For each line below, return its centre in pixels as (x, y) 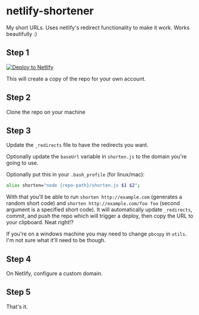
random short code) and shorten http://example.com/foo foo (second (93, 203)
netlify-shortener (50, 11)
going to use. (22, 163)
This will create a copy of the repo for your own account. (76, 78)
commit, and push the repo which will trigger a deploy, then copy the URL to (100, 216)
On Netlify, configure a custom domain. (54, 274)
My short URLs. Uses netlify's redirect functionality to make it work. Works (98, 27)
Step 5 (19, 292)
